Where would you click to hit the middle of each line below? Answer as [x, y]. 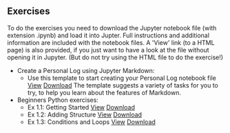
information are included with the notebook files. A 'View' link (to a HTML [111, 42]
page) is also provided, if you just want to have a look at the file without [108, 50]
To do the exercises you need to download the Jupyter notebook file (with [112, 28]
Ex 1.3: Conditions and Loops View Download [92, 122]
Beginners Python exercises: [57, 100]
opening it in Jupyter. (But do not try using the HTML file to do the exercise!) [115, 57]
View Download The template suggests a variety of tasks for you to [123, 85]
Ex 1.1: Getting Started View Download [81, 107]
